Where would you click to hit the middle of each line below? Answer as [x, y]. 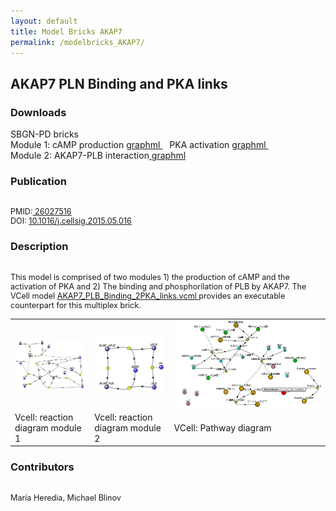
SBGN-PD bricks [44, 134]
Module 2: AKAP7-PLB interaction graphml [98, 156]
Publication [38, 181]
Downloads [38, 112]
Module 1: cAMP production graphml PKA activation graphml [138, 145]
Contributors [42, 467]
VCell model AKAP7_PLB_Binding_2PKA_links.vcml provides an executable [148, 295]
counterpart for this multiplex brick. [76, 305]
